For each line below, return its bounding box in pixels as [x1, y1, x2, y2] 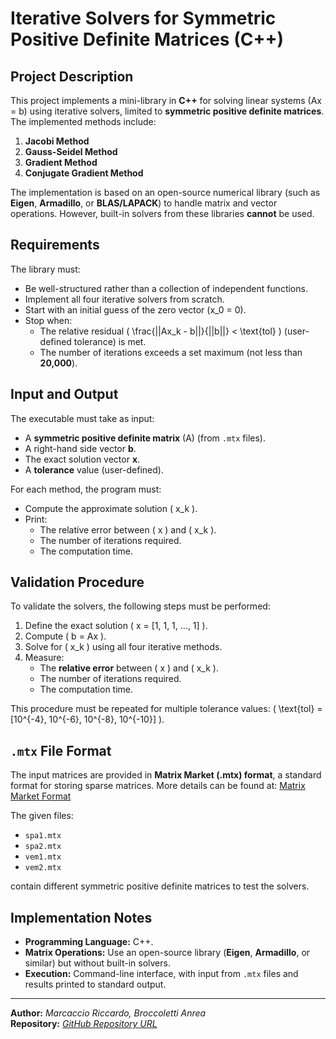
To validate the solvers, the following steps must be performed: [10, 600, 271, 612]
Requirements [10, 237, 100, 254]
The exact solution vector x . [24, 453, 141, 465]
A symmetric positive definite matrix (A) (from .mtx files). [24, 432, 266, 444]
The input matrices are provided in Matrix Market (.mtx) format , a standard [10, 769, 322, 781]
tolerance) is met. [73, 335, 147, 347]
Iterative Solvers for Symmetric [10, 7, 277, 30]
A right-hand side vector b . [24, 442, 137, 454]
